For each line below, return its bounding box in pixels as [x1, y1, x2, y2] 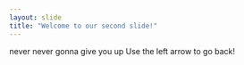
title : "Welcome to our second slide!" [9, 21, 158, 30]
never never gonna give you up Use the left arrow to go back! [9, 45, 235, 56]
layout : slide [9, 12, 63, 22]
